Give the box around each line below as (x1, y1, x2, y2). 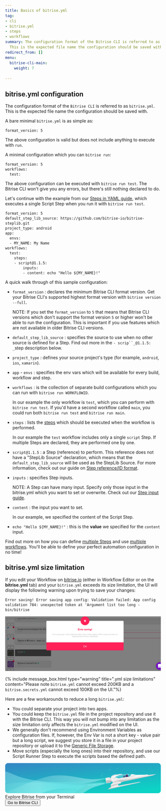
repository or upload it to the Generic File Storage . (12, 743, 115, 749)
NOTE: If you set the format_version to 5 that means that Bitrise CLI (12, 309, 150, 315)
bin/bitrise (5, 607, 30, 612)
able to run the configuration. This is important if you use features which (12, 319, 160, 325)
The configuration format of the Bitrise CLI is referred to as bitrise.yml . (5, 103, 155, 109)
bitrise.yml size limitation (5, 563, 85, 572)
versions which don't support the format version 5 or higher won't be (12, 314, 153, 320)
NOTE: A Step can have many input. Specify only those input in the (12, 484, 149, 490)
